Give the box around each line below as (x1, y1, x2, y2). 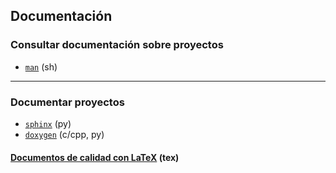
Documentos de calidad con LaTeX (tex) (10, 151, 180, 163)
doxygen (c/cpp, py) (24, 128, 105, 140)
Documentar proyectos (10, 95, 125, 109)
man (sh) (24, 60, 58, 73)
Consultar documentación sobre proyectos (10, 38, 224, 52)
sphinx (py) (24, 117, 72, 129)
